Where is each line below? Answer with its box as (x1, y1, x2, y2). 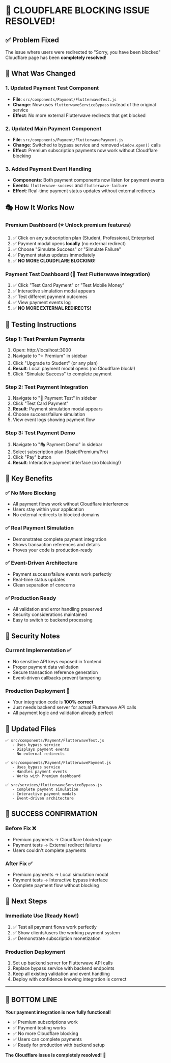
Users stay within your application (12, 506, 84, 513)
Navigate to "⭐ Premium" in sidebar (12, 352, 88, 359)
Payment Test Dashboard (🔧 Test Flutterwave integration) (5, 271, 150, 278)
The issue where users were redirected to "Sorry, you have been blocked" (5, 49, 161, 55)
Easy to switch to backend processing (12, 617, 93, 623)
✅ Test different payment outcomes (12, 293, 88, 300)
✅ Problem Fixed (5, 36, 60, 44)
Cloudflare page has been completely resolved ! (5, 54, 107, 61)
